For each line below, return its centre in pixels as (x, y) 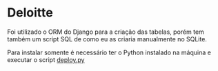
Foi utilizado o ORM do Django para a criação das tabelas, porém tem (106, 32)
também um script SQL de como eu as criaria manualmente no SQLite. (107, 39)
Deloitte (30, 13)
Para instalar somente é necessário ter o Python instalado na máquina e (109, 52)
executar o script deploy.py (46, 59)
